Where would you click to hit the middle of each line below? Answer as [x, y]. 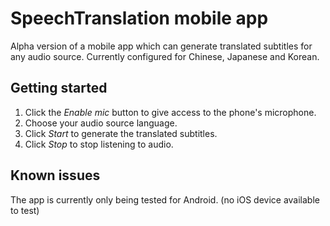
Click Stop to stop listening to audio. [99, 144]
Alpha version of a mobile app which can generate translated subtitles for [161, 46]
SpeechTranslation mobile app [139, 18]
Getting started [59, 88]
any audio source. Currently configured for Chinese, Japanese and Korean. [165, 56]
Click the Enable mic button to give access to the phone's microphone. [170, 112]
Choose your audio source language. [101, 123]
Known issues [55, 175]
